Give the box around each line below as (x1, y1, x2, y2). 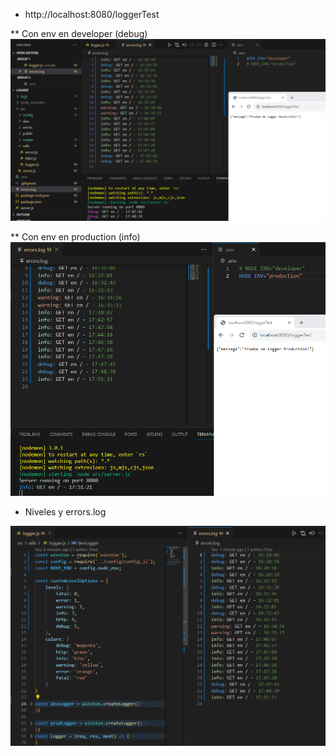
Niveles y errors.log (24, 505, 107, 518)
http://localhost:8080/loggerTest (24, 9, 160, 20)
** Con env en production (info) (10, 231, 141, 243)
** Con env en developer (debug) (10, 28, 148, 39)
